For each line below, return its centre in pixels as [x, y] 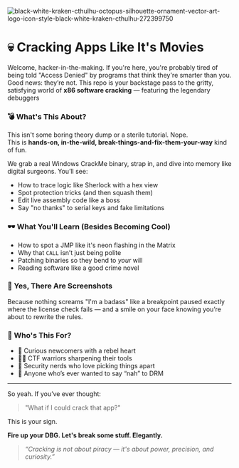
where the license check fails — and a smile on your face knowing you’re [115, 309]
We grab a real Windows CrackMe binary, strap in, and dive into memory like [119, 164]
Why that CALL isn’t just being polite [69, 252]
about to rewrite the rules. [45, 316]
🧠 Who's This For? [39, 335]
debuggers [23, 98]
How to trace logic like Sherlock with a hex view [88, 185]
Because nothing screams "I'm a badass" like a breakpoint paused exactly [116, 301]
